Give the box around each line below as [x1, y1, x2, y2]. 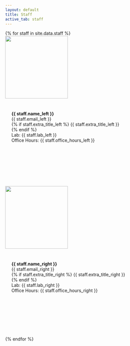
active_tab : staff [5, 17, 43, 22]
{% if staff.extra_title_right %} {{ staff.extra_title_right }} [11, 271, 125, 278]
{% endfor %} [5, 336, 34, 342]
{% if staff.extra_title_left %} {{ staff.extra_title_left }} [11, 121, 119, 128]
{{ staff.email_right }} [11, 266, 54, 272]
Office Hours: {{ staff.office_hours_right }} [11, 287, 98, 293]
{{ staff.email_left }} [11, 116, 51, 122]
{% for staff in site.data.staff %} [5, 31, 71, 37]
